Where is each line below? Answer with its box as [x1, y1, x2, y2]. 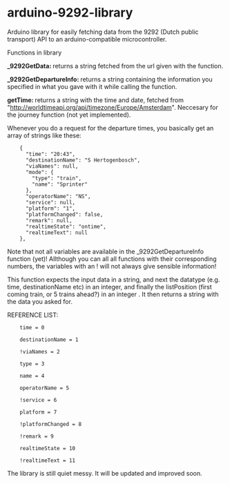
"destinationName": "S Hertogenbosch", [25, 157, 140, 164]
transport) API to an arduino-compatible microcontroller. [7, 35, 167, 43]
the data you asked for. [7, 297, 73, 305]
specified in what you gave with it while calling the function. [7, 82, 178, 90]
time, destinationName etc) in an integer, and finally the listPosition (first [7, 282, 212, 291]
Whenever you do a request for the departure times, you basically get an [7, 124, 214, 132]
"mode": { [25, 168, 54, 175]
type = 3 [19, 360, 45, 367]
